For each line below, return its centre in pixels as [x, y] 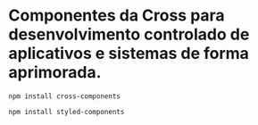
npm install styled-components [67, 112]
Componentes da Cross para [117, 16]
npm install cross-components [65, 96]
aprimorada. [55, 73]
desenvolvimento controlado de [129, 34]
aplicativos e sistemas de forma [129, 54]
